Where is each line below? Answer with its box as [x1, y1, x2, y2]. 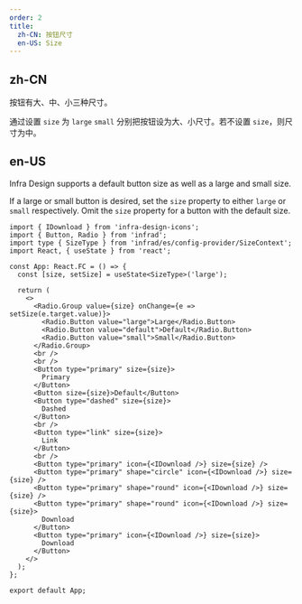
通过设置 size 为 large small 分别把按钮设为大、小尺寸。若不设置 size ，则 [9, 116, 286, 127]
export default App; [9, 586, 87, 595]
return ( [17, 285, 50, 294]
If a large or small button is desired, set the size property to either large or [9, 195, 287, 206]
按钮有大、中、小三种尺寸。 [9, 97, 113, 108]
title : [9, 22, 34, 31]
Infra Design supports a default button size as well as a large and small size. [9, 178, 291, 189]
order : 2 [9, 13, 42, 23]
